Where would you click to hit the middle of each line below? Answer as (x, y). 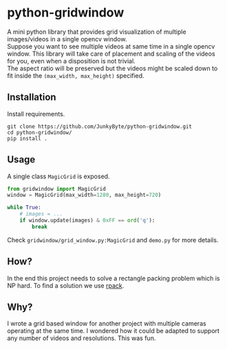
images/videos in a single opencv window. (67, 39)
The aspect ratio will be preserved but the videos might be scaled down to (112, 68)
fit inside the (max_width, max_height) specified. (76, 75)
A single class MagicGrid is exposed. (58, 176)
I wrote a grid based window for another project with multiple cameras (107, 324)
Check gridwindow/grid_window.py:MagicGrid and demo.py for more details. (113, 240)
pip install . (28, 138)
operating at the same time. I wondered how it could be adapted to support (113, 331)
